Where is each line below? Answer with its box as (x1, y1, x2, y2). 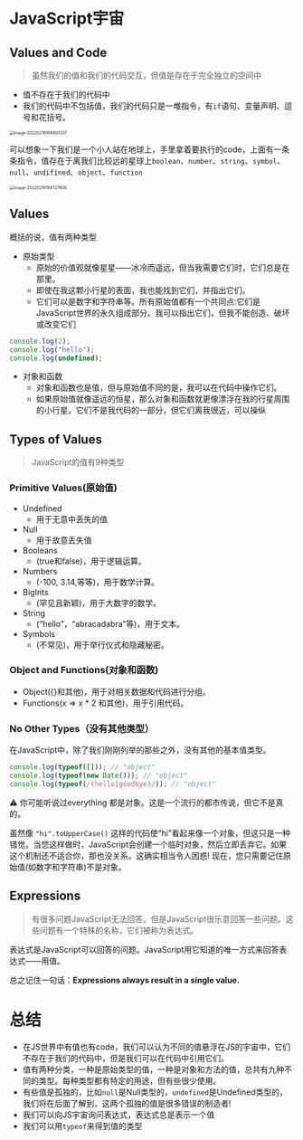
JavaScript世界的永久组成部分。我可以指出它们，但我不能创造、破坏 (35, 307, 290, 318)
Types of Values (9, 432, 102, 447)
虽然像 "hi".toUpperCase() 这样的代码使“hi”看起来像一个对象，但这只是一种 (9, 827, 291, 838)
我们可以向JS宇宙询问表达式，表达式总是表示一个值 (22, 1109, 215, 1120)
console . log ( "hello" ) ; (9, 345, 95, 354)
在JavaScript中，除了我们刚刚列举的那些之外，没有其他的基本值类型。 (9, 745, 271, 755)
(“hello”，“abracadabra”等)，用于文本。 (35, 618, 185, 629)
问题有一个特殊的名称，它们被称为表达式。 (39, 925, 199, 936)
